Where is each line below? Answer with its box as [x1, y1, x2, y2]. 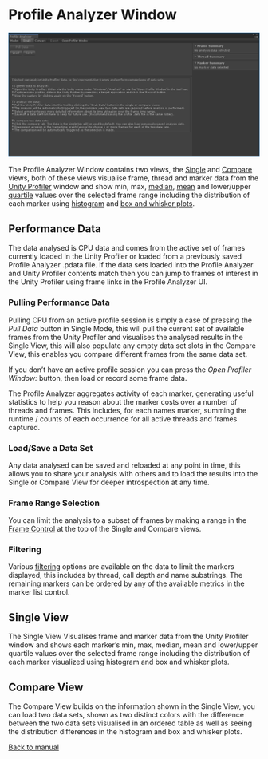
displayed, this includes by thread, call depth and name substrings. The [8, 571, 243, 580]
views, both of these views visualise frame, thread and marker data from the [8, 173, 259, 183]
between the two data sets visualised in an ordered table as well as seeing [8, 718, 253, 728]
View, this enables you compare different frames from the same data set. [8, 349, 248, 358]
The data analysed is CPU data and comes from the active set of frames [8, 243, 246, 253]
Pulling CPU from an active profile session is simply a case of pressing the [8, 315, 253, 325]
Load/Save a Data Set [8, 442, 93, 453]
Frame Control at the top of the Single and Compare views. [8, 524, 202, 534]
